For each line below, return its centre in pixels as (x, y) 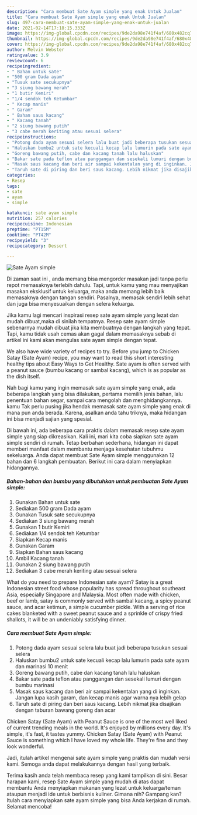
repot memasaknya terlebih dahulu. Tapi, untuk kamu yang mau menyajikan (98, 285)
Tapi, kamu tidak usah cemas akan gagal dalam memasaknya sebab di (91, 334)
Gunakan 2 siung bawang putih (53, 564)
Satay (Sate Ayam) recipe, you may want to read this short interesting (90, 358)
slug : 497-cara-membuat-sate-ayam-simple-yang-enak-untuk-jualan (88, 22)
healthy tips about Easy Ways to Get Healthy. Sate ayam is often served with (98, 364)
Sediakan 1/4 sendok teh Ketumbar (57, 533)
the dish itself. (23, 377)
